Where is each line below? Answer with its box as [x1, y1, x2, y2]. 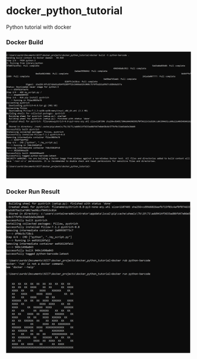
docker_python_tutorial [6, 4, 123, 18]
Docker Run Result [6, 187, 60, 196]
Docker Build [6, 38, 44, 46]
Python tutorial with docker [6, 23, 72, 30]
